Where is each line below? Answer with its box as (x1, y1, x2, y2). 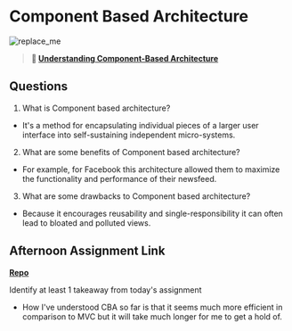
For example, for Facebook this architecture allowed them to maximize (21, 163, 280, 175)
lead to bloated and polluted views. (21, 217, 151, 228)
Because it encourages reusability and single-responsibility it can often (21, 208, 283, 219)
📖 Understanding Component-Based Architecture (30, 53, 219, 63)
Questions (9, 79, 69, 95)
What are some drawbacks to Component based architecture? (21, 190, 251, 202)
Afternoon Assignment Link (9, 244, 166, 259)
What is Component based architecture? (21, 103, 171, 113)
